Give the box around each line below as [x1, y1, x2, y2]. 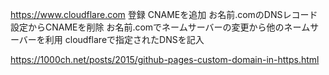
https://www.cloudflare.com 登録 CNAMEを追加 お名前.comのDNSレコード [10, 9, 318, 20]
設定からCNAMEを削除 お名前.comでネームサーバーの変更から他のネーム [10, 21, 311, 33]
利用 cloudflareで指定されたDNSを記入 [44, 34, 205, 45]
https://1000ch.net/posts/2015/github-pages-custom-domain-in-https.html [10, 54, 320, 65]
